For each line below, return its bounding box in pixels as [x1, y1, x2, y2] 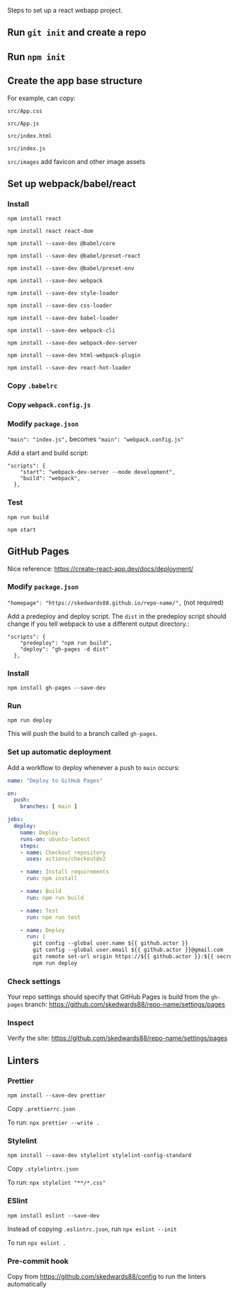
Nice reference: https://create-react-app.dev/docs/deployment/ [7, 564, 193, 573]
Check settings [7, 976, 61, 986]
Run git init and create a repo [7, 26, 147, 38]
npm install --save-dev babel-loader [7, 315, 119, 322]
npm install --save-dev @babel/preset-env [7, 265, 135, 272]
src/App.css [7, 107, 42, 114]
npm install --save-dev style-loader [7, 290, 119, 297]
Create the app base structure [7, 75, 143, 87]
